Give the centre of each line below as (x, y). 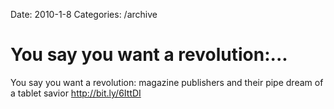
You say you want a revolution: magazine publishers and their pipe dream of (167, 82)
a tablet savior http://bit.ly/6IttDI (76, 93)
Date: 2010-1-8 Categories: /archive (84, 14)
